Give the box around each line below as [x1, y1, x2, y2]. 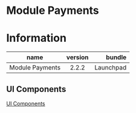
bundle [105, 53, 127, 62]
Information [6, 31, 66, 45]
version [66, 53, 89, 62]
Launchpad [94, 63, 127, 72]
